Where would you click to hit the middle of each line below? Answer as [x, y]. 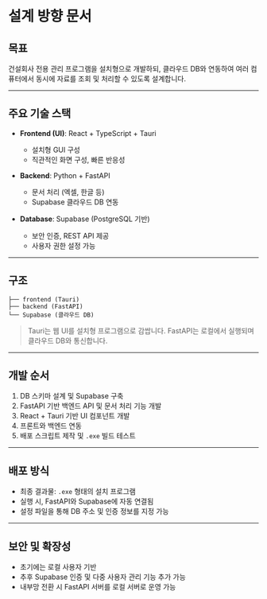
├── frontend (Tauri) [44, 299]
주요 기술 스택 [40, 113]
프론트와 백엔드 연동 [50, 426]
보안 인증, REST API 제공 [70, 235]
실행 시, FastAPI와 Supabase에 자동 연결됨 [87, 501]
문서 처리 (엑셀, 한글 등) [68, 192]
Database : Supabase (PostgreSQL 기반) [85, 219]
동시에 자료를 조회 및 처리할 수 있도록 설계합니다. [111, 79]
